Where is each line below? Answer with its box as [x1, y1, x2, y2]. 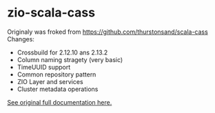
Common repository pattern [17, 70, 96, 79]
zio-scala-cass [7, 5, 95, 21]
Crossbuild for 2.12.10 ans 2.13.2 [17, 48, 108, 56]
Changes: [7, 34, 34, 43]
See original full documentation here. [7, 98, 112, 106]
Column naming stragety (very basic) [17, 55, 123, 63]
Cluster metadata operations [17, 85, 99, 93]
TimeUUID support [17, 63, 71, 71]
